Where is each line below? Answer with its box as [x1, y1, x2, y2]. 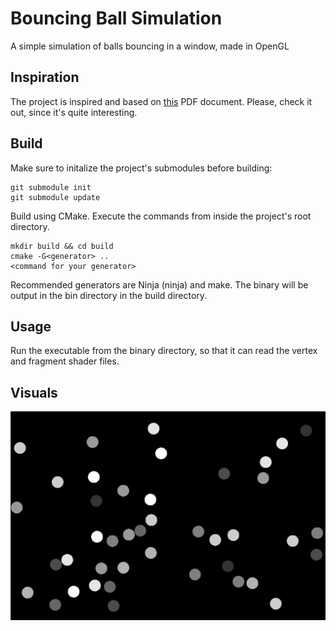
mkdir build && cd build [10, 241, 114, 251]
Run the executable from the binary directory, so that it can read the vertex [10, 345, 318, 357]
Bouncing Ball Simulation [10, 7, 223, 30]
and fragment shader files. [10, 355, 120, 367]
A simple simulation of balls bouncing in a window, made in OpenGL [10, 40, 290, 52]
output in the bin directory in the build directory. [10, 289, 208, 301]
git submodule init [10, 182, 92, 192]
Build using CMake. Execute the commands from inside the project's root [10, 210, 312, 222]
